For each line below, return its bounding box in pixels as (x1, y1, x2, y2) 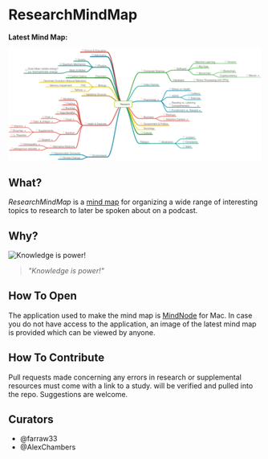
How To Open (8, 289, 78, 303)
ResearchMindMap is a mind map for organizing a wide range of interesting (8, 197, 258, 207)
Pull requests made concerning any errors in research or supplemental (8, 372, 242, 382)
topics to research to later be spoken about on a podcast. (8, 206, 198, 215)
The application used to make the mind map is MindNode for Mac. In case (8, 310, 253, 320)
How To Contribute (8, 351, 105, 365)
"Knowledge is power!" (27, 266, 104, 276)
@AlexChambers (19, 442, 76, 452)
